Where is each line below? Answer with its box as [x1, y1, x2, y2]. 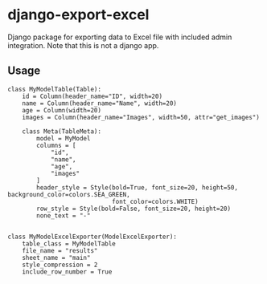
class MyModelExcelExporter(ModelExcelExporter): [7, 233, 178, 241]
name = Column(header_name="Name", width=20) [22, 99, 178, 108]
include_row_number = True [22, 267, 113, 276]
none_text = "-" [36, 211, 91, 220]
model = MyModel [36, 134, 91, 142]
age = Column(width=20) [22, 106, 102, 114]
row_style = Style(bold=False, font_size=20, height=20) [36, 205, 231, 213]
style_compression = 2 [22, 261, 98, 269]
